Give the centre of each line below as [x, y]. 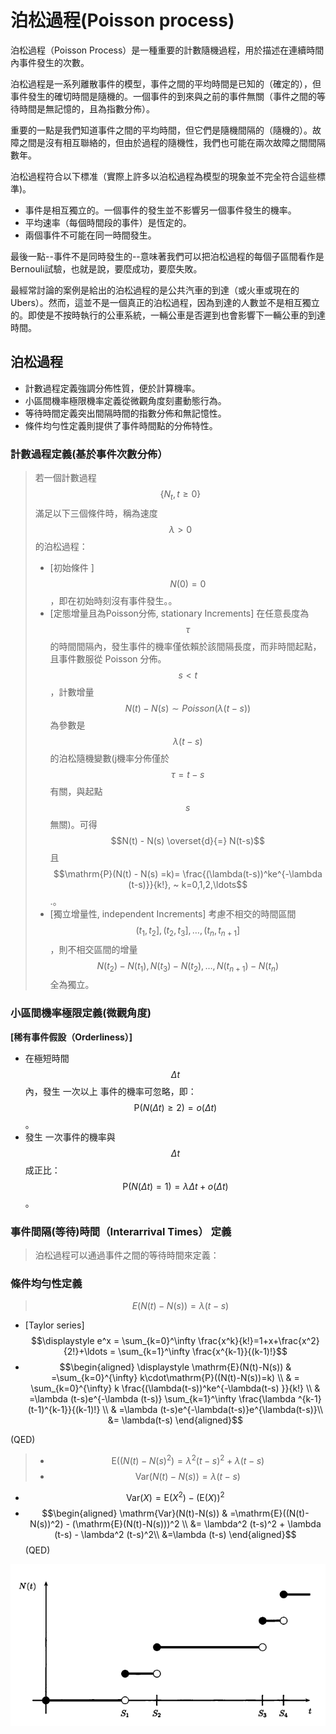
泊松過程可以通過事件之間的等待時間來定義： [127, 1255]
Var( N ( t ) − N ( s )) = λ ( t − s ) [187, 1476]
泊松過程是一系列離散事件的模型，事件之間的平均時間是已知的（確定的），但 [166, 83]
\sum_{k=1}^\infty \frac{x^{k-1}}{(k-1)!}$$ [203, 1352]
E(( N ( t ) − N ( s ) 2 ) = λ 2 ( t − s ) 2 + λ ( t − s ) [188, 1459]
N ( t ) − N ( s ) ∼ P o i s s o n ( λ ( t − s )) [188, 708]
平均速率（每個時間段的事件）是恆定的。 [108, 222]
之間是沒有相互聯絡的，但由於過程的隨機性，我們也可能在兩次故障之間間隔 [172, 142]
